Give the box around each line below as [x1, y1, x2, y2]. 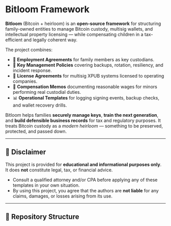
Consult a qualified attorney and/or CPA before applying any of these [12, 177, 158, 183]
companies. [12, 78, 38, 84]
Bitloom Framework [5, 4, 90, 15]
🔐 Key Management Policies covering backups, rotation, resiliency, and [12, 62, 164, 68]
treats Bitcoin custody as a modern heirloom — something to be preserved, [5, 122, 163, 129]
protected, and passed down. [5, 128, 67, 134]
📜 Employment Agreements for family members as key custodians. [12, 56, 154, 62]
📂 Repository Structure [5, 213, 79, 221]
